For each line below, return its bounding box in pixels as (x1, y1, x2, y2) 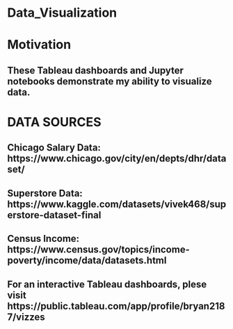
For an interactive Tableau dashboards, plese (7, 278, 207, 290)
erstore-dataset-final (7, 209, 102, 221)
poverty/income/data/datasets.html (7, 254, 167, 266)
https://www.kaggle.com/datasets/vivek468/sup (7, 198, 227, 210)
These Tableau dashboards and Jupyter (7, 64, 184, 76)
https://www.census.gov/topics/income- (7, 244, 190, 256)
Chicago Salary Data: (7, 141, 101, 154)
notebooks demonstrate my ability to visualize (7, 75, 212, 87)
